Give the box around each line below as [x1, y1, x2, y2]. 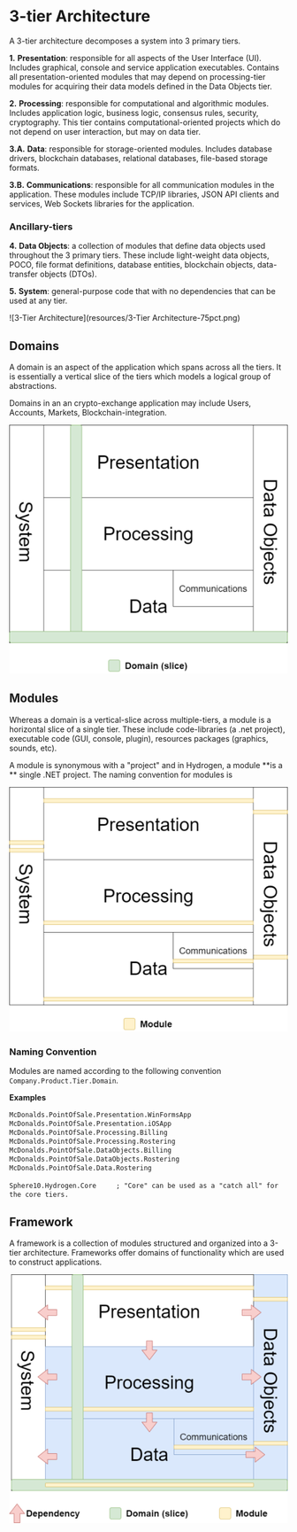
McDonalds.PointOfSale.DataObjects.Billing [9, 1146, 172, 1155]
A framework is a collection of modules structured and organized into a [9, 1238, 268, 1248]
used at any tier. [9, 295, 68, 307]
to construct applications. [9, 1256, 103, 1268]
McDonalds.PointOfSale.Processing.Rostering [9, 1137, 176, 1147]
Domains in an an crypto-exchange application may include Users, [9, 398, 252, 408]
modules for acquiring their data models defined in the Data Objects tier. [9, 81, 272, 91]
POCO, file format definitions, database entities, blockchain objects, [9, 260, 256, 270]
